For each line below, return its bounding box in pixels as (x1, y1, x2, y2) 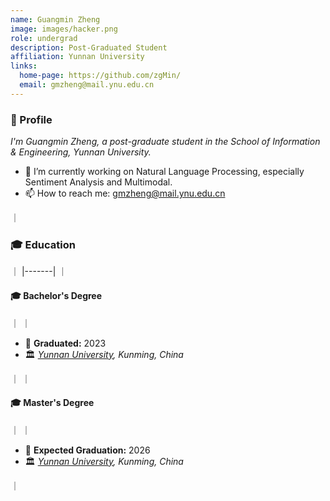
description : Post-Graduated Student (10, 42, 168, 53)
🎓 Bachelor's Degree (10, 289, 103, 301)
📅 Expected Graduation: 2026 (24, 444, 151, 456)
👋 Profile (10, 112, 53, 126)
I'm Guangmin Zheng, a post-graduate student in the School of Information (10, 136, 321, 148)
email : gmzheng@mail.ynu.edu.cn (19, 80, 155, 90)
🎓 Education (10, 237, 76, 251)
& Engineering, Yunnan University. (10, 146, 152, 158)
